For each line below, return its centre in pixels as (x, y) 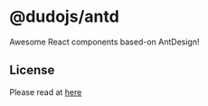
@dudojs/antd (64, 17)
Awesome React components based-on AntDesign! (104, 42)
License (32, 70)
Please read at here (46, 92)
